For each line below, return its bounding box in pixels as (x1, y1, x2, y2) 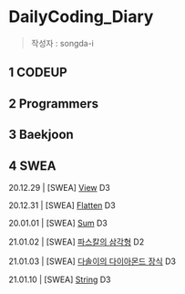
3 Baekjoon (8, 127, 74, 142)
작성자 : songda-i (30, 37, 95, 48)
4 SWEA (8, 158, 57, 173)
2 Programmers (8, 96, 99, 111)
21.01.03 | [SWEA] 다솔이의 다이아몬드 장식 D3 (8, 256, 177, 267)
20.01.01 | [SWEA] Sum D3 (8, 217, 108, 228)
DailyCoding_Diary (8, 6, 154, 27)
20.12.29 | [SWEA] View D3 (8, 182, 110, 193)
